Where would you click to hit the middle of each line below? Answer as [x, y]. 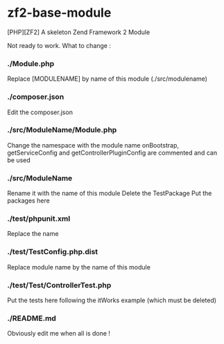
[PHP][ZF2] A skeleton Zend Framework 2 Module [79, 32]
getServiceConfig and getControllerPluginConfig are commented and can [112, 153]
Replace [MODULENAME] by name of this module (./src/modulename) [107, 79]
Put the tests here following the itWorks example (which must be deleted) [112, 300]
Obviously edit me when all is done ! [59, 334]
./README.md [32, 318]
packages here [28, 201]
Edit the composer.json [40, 112]
